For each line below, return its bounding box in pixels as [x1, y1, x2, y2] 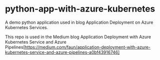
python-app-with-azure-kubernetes [5, 3, 156, 15]
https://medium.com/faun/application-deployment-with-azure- [24, 44, 151, 50]
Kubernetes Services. [5, 24, 49, 30]
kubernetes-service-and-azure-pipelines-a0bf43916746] [5, 49, 120, 55]
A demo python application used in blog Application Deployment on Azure [5, 19, 153, 25]
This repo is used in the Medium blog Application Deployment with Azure [5, 34, 151, 40]
